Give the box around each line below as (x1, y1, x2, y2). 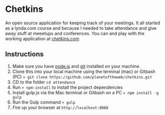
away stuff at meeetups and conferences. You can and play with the (5, 30, 145, 36)
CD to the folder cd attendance (12, 79, 76, 85)
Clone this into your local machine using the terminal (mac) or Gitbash (12, 68, 156, 74)
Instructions (5, 50, 44, 58)
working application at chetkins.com (5, 36, 80, 42)
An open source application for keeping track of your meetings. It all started (5, 20, 161, 26)
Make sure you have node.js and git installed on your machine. (12, 63, 141, 69)
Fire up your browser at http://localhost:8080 (12, 104, 108, 110)
